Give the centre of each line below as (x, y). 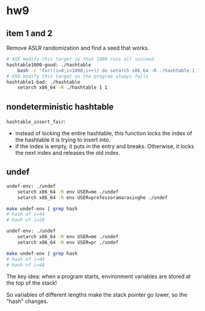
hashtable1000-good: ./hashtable (49, 65)
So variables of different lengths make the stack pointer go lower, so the (97, 295)
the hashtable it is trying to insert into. (63, 140)
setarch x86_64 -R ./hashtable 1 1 (63, 88)
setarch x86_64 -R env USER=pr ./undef (68, 242)
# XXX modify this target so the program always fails (77, 76)
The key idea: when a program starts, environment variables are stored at (99, 277)
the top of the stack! (32, 283)
